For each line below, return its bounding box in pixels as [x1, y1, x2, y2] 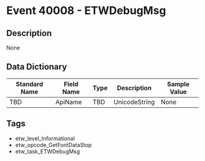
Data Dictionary [6, 62, 67, 72]
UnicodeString [113, 98, 156, 106]
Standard [15, 80, 43, 88]
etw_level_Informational [15, 135, 75, 142]
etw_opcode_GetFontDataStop [15, 141, 92, 148]
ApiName [55, 98, 82, 106]
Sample [167, 80, 190, 88]
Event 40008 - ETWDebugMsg [6, 4, 167, 18]
